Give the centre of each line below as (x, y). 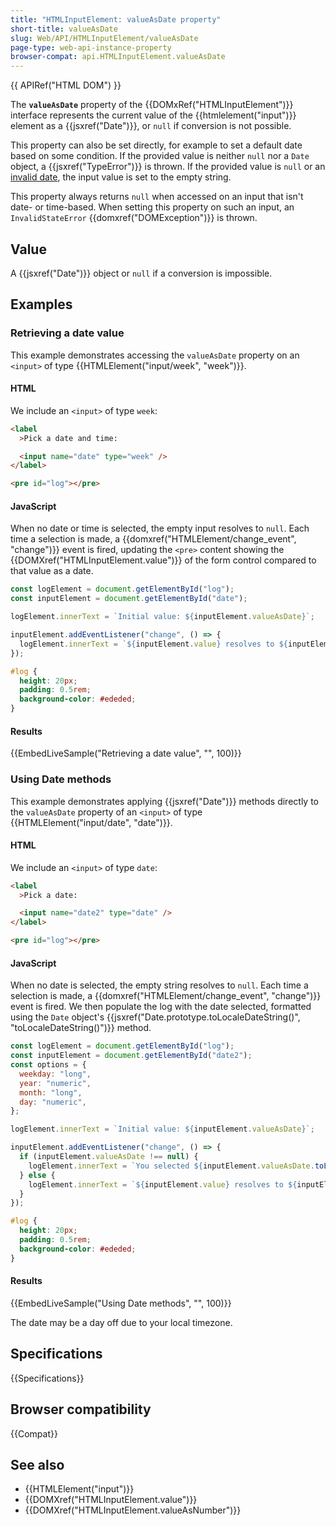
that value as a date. (52, 571)
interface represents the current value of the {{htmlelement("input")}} (153, 115)
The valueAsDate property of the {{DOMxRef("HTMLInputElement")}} (152, 105)
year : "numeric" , (55, 1083)
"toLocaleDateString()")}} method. (81, 1028)
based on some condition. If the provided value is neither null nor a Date (160, 156)
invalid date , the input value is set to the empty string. (121, 177)
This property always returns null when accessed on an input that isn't (157, 197)
